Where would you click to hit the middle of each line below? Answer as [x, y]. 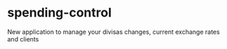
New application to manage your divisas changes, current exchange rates [113, 32]
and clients [23, 39]
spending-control [60, 13]
